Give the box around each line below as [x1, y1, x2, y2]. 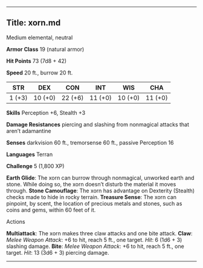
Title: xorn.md [6, 18, 61, 28]
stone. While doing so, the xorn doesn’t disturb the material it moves [6, 180, 176, 188]
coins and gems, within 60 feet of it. [6, 206, 96, 214]
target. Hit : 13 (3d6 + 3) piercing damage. [6, 249, 110, 256]
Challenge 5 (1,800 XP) [6, 162, 65, 169]
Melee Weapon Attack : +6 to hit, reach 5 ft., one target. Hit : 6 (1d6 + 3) [6, 236, 182, 243]
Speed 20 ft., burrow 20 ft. [6, 69, 73, 76]
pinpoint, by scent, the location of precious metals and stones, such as [6, 200, 182, 207]
